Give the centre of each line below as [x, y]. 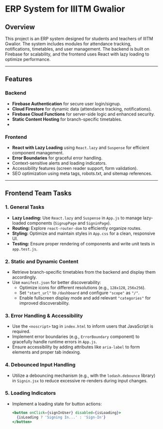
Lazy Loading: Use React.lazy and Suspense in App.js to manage [77, 218]
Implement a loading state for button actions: [57, 404]
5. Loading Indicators [31, 393]
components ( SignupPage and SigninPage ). [69, 223]
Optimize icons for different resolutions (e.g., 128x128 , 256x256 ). [82, 287]
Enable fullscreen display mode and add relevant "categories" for [85, 298]
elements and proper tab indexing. [46, 352]
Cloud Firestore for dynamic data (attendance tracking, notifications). [82, 109]
